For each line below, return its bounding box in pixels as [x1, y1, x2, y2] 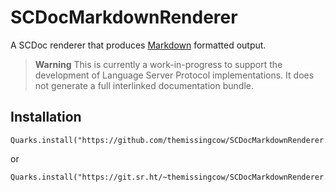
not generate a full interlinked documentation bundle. [34, 79, 254, 91]
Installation [10, 109, 82, 126]
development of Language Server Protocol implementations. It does [34, 69, 315, 81]
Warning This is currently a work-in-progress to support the [34, 58, 283, 70]
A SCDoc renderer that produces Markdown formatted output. [10, 39, 267, 51]
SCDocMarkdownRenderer [10, 6, 238, 29]
